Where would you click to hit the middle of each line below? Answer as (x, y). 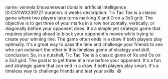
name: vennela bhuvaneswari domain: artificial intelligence (66, 7)
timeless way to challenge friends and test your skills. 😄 (63, 71)
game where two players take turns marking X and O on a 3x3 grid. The (79, 18)
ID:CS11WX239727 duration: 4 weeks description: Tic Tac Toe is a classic (81, 12)
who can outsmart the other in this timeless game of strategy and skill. (78, 50)
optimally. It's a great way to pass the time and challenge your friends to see (84, 44)
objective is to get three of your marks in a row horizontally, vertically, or (80, 23)
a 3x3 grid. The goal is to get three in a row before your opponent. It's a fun (83, 60)
